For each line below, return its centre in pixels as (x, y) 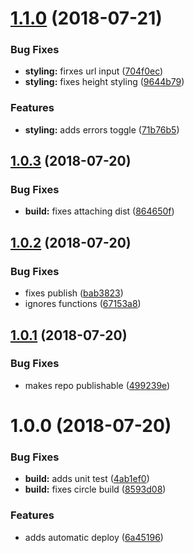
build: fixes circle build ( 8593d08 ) (95, 489)
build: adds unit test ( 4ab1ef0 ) (87, 479)
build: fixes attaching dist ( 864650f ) (99, 211)
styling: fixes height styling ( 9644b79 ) (104, 82)
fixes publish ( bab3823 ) (74, 293)
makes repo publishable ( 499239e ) (97, 385)
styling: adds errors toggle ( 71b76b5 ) (102, 129)
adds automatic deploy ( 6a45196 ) (94, 537)
